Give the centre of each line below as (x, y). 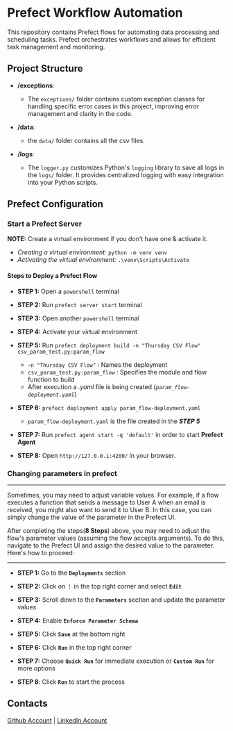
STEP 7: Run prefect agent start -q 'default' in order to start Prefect (120, 434)
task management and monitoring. (56, 47)
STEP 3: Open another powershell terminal (78, 318)
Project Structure (45, 68)
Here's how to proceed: (41, 552)
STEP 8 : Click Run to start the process (71, 682)
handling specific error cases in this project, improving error (113, 106)
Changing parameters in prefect (62, 473)
